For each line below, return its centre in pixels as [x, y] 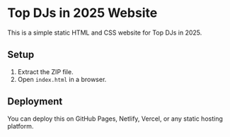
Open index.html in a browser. [62, 79]
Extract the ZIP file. [45, 71]
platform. [21, 126]
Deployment [35, 101]
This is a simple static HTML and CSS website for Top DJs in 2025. [105, 32]
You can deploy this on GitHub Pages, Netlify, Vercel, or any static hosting [115, 119]
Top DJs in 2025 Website [82, 13]
